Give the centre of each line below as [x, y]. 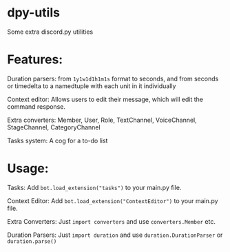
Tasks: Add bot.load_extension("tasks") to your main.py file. [94, 187]
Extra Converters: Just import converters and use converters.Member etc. [111, 221]
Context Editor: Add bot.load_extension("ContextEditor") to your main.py [113, 200]
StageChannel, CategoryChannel [54, 127]
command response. [36, 106]
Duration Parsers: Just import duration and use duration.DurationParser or [115, 235]
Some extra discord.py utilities [50, 32]
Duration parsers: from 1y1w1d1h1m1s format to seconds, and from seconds [113, 78]
